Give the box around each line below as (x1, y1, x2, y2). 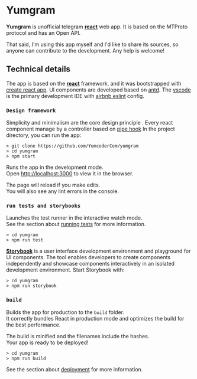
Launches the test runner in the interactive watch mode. (6, 214, 143, 221)
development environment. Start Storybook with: (6, 266, 125, 273)
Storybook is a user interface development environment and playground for (6, 247, 191, 254)
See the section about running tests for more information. (6, 221, 146, 228)
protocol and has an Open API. (6, 29, 81, 36)
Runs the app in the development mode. (6, 164, 104, 171)
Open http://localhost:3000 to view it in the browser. (6, 170, 134, 177)
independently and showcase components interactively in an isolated (6, 260, 175, 267)
